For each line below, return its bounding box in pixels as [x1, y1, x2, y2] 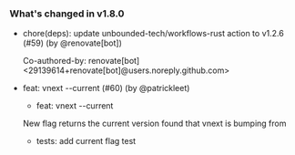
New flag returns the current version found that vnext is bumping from [22, 118, 287, 129]
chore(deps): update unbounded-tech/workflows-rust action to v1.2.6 [22, 28, 284, 39]
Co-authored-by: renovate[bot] [22, 56, 140, 67]
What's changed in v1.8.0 [9, 7, 125, 20]
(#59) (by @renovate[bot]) [22, 37, 123, 48]
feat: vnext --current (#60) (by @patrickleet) [22, 83, 190, 94]
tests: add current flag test [36, 136, 137, 147]
